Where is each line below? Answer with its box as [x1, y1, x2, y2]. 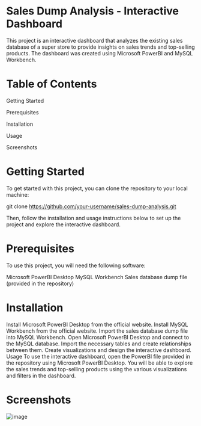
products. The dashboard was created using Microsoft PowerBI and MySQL [6, 49, 193, 57]
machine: [6, 191, 29, 198]
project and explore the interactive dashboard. [6, 221, 121, 228]
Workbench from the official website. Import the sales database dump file [6, 327, 188, 335]
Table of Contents [6, 77, 97, 91]
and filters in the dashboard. [6, 372, 76, 379]
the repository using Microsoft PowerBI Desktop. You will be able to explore [6, 359, 193, 366]
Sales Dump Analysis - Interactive [6, 4, 179, 18]
